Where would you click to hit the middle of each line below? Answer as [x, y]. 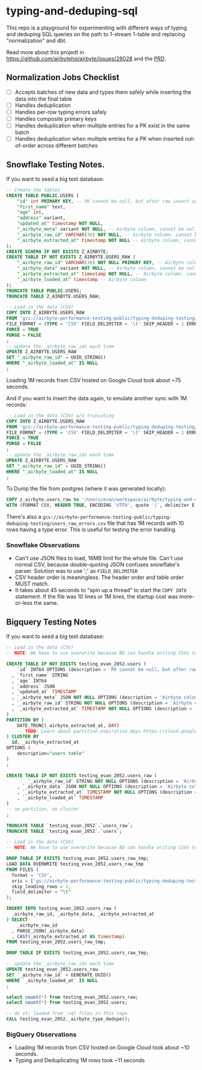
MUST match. [32, 584]
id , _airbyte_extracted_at [45, 742]
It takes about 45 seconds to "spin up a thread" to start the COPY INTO [101, 590]
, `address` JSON [33, 686]
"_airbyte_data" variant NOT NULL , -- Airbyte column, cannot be [101, 268]
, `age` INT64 [29, 681]
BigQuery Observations [41, 1034]
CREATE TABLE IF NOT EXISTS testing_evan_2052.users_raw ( [82, 775]
